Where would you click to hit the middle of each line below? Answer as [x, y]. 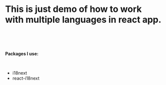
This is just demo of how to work [74, 9]
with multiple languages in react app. [83, 20]
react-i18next [26, 78]
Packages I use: [22, 54]
